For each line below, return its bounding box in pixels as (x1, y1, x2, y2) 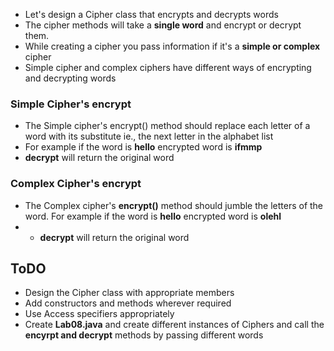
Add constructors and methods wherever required (24, 297, 232, 309)
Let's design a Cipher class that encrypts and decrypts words (24, 9, 279, 20)
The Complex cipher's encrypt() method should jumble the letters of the (24, 199, 324, 211)
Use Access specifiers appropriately (24, 308, 175, 320)
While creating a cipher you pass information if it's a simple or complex (24, 40, 321, 52)
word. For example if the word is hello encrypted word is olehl (24, 210, 282, 222)
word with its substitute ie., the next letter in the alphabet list (24, 130, 274, 143)
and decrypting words (24, 72, 117, 84)
